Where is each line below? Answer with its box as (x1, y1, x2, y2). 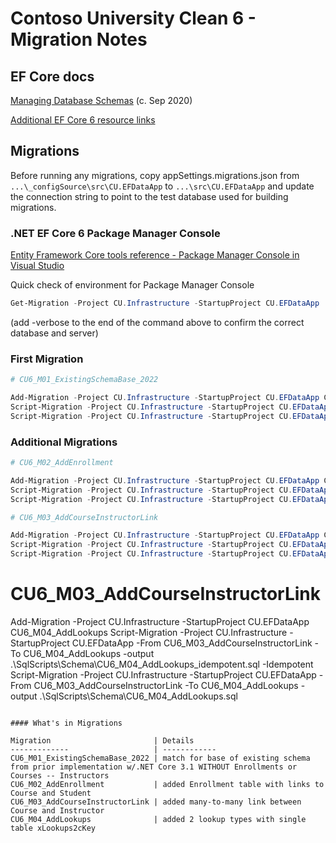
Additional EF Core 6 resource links (10, 114, 156, 126)
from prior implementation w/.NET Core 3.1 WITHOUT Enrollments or (10, 762, 298, 772)
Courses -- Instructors (10, 771, 110, 781)
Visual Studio (10, 260, 65, 272)
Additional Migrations (10, 435, 118, 449)
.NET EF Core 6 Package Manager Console (10, 226, 221, 240)
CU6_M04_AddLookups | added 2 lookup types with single (10, 815, 307, 825)
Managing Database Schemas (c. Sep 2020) (10, 95, 193, 106)
